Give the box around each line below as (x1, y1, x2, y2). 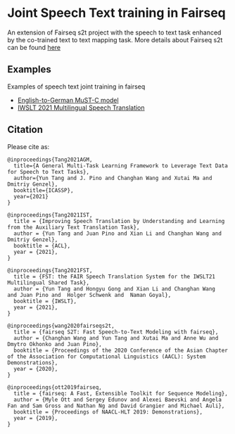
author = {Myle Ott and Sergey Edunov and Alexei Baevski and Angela (13, 396, 222, 403)
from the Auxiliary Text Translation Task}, (7, 224, 140, 231)
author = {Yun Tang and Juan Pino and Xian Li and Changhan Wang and (13, 230, 222, 237)
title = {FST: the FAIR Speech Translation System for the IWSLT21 (13, 273, 216, 280)
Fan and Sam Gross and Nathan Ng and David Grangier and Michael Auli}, (7, 402, 225, 409)
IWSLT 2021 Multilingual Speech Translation (17, 103, 146, 112)
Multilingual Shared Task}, (7, 279, 90, 286)
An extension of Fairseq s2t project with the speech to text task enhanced (7, 28, 222, 37)
